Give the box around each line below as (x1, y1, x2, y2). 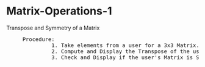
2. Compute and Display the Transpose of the (51, 48, 190, 55)
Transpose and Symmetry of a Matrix (6, 24, 100, 31)
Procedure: (22, 36, 55, 43)
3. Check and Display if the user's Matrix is (51, 54, 193, 61)
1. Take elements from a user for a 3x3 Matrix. (51, 42, 200, 49)
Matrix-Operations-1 (6, 4, 112, 18)
